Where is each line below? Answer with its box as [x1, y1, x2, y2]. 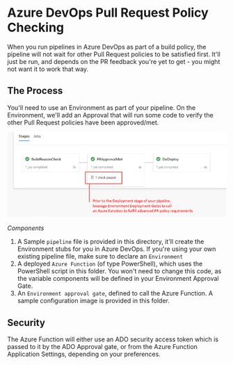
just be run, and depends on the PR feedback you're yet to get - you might [7, 57, 220, 65]
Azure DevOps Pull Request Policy [7, 5, 209, 21]
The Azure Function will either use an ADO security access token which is [7, 335, 219, 343]
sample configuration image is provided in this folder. [17, 297, 170, 305]
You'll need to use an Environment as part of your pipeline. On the [7, 103, 196, 112]
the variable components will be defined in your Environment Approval [17, 275, 219, 283]
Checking [7, 19, 65, 35]
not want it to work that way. [7, 65, 89, 73]
